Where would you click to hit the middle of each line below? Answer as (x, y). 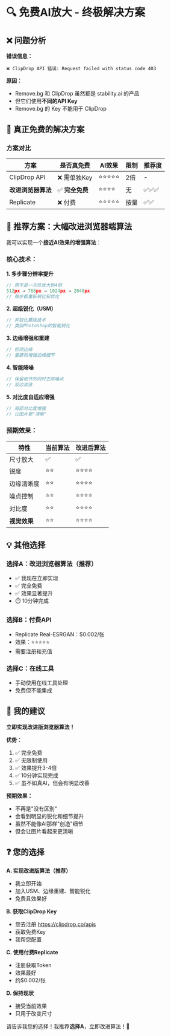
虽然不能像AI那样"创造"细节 (49, 824)
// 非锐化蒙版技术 (26, 320)
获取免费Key (30, 931)
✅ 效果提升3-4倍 (36, 767)
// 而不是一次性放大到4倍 (34, 285)
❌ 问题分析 (26, 40)
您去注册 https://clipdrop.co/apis (55, 924)
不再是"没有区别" (36, 809)
